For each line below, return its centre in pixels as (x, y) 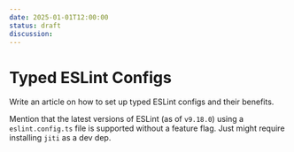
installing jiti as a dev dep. (60, 138)
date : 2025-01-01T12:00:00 (59, 17)
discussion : (31, 34)
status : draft (35, 26)
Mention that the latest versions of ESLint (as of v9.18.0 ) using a (127, 119)
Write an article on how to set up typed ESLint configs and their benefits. (142, 102)
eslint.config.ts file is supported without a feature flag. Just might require (147, 128)
